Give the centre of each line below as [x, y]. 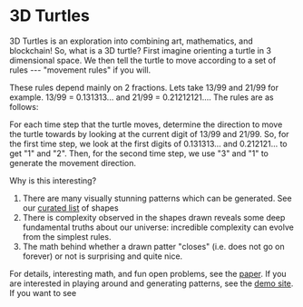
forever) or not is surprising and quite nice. [103, 256]
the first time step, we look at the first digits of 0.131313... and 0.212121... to [148, 144]
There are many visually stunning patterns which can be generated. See [157, 198]
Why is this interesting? [53, 180]
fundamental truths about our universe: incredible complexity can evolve [158, 227]
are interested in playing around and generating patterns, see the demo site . [151, 283]
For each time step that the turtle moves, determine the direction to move [146, 124]
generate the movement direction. [73, 163]
